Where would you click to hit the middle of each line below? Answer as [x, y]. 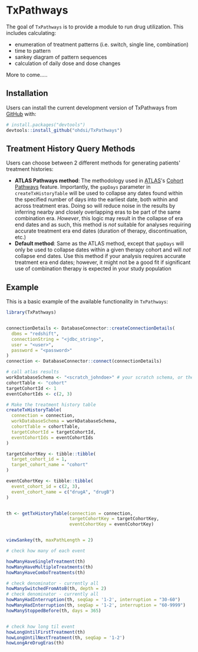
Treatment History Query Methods [71, 149]
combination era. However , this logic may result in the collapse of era [99, 218]
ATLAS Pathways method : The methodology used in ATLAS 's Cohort [99, 180]
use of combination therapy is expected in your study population [93, 269]
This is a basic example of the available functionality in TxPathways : [87, 302]
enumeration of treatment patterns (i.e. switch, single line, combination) [101, 44]
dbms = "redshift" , [35, 334]
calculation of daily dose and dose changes [67, 63]
